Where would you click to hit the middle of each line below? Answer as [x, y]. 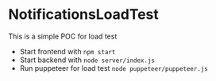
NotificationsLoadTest [83, 15]
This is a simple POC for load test [63, 36]
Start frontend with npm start [67, 51]
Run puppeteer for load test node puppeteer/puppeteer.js [114, 68]
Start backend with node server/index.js [87, 60]
